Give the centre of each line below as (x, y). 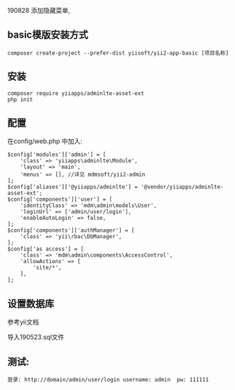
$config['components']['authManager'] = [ (71, 230)
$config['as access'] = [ (45, 249)
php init (20, 99)
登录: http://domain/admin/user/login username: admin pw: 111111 (108, 380)
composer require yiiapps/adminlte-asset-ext (76, 93)
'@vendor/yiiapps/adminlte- (182, 187)
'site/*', (47, 268)
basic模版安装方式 (48, 35)
